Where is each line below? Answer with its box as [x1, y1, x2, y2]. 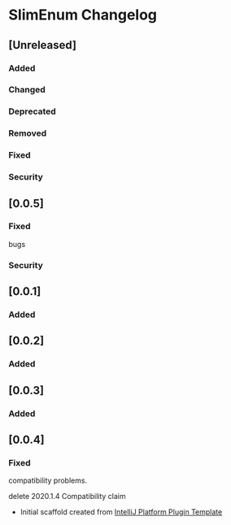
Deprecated [8, 106, 57, 117]
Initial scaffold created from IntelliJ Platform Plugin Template [20, 507, 223, 517]
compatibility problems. [8, 475, 88, 485]
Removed [8, 128, 47, 139]
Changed [8, 84, 46, 95]
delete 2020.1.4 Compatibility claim [8, 492, 126, 501]
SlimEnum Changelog [8, 6, 157, 24]
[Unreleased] [8, 38, 77, 52]
